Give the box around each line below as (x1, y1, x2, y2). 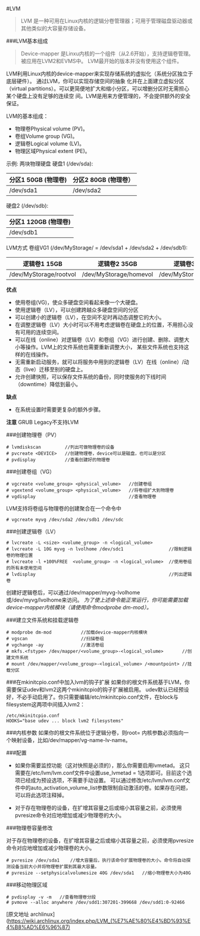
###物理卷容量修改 (6, 824, 53, 831)
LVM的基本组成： (6, 112, 49, 120)
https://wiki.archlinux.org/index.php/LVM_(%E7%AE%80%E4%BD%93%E (8, 918, 191, 924)
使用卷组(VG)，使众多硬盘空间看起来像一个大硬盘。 (14, 299, 141, 306)
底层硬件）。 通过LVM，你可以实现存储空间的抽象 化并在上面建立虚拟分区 (6, 77, 185, 84)
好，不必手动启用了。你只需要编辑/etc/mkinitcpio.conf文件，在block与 (6, 693, 179, 700)
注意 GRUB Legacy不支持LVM (6, 419, 79, 425)
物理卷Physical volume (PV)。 (14, 125, 88, 132)
